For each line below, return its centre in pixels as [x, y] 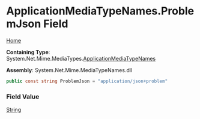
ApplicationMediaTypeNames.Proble [100, 11]
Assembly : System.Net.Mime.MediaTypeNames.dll [69, 70]
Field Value [23, 96]
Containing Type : [28, 52]
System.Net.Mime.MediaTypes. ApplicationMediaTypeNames [81, 58]
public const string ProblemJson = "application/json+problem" [87, 81]
